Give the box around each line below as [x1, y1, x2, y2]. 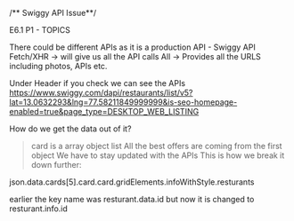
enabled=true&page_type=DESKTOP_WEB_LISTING [9, 107, 200, 116]
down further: [30, 160, 82, 170]
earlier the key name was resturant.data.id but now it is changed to [9, 194, 255, 204]
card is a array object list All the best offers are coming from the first [30, 141, 282, 151]
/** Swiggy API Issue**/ [9, 8, 97, 18]
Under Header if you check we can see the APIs [9, 78, 185, 88]
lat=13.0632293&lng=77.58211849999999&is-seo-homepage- [9, 97, 238, 107]
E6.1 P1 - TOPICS [9, 25, 71, 35]
